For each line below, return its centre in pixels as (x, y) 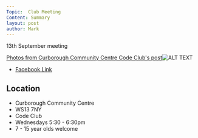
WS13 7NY (28, 110)
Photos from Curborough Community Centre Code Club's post (84, 57)
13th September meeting (37, 46)
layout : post (23, 23)
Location (23, 88)
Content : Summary (28, 18)
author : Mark (23, 29)
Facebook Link (33, 70)
